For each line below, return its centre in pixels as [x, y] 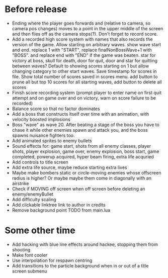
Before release [36, 9]
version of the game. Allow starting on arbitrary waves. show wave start [87, 44]
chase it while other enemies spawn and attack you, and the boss [80, 130]
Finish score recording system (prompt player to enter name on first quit [87, 92]
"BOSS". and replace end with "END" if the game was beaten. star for [84, 55]
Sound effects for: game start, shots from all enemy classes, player [81, 146]
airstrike [20, 183]
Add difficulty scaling [34, 199]
